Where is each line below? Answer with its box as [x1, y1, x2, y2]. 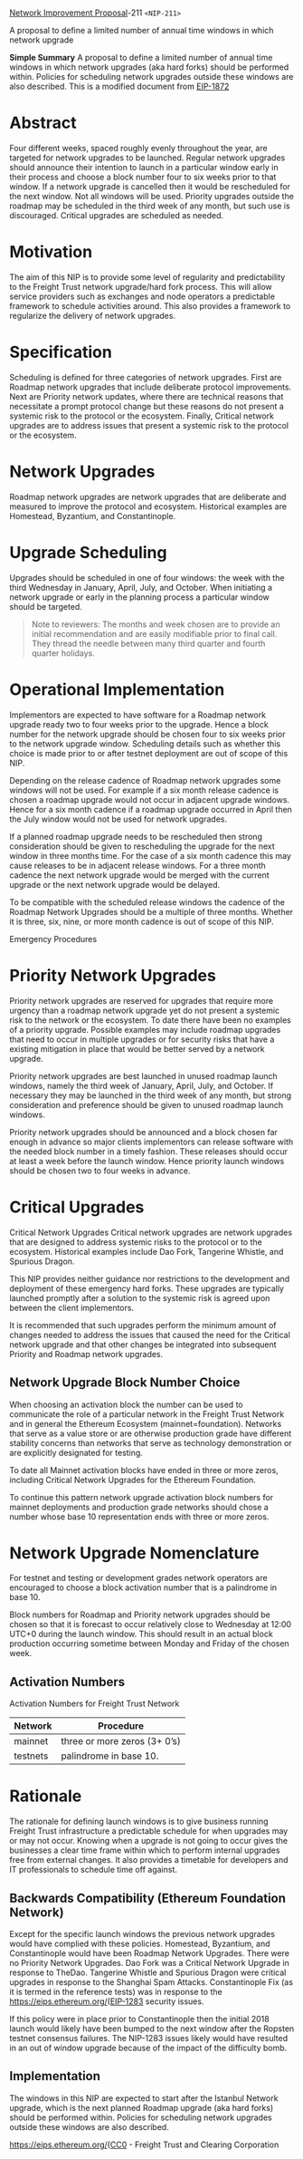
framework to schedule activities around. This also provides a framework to [9, 301, 291, 312]
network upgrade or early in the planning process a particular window [9, 592, 270, 602]
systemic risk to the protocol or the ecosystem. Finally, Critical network [9, 410, 274, 421]
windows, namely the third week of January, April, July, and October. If [9, 1080, 274, 1091]
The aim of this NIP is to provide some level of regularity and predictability [9, 272, 286, 283]
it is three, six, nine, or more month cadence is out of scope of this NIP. [9, 916, 274, 927]
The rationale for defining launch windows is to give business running [9, 1816, 269, 1827]
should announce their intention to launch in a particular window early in [9, 162, 279, 173]
